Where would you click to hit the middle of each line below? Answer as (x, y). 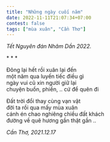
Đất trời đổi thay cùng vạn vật (43, 101)
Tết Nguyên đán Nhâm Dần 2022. (49, 46)
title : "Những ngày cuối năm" (45, 12)
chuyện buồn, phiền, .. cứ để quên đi (53, 90)
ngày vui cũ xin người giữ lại (42, 83)
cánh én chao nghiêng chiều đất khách (55, 114)
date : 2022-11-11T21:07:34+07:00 (49, 18)
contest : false (26, 23)
